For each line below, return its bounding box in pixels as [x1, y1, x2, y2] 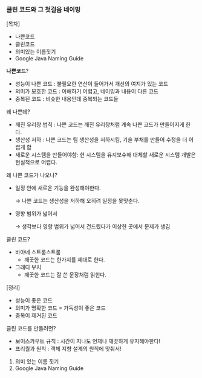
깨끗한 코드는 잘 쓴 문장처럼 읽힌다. [24, 271, 107, 278]
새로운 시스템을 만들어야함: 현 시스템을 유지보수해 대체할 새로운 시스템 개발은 [15, 151, 197, 158]
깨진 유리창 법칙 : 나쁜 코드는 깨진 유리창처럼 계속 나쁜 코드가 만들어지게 [15, 121, 184, 128]
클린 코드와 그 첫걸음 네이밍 [6, 5, 81, 13]
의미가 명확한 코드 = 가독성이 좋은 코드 [15, 304, 106, 312]
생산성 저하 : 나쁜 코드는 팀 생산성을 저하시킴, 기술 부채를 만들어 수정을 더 [15, 136, 187, 143]
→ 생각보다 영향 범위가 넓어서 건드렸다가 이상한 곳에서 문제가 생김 [15, 223, 171, 230]
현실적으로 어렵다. [15, 159, 57, 166]
